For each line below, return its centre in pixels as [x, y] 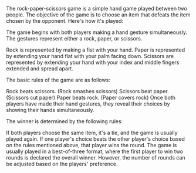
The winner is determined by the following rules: [65, 121]
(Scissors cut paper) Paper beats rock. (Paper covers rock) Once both [91, 97]
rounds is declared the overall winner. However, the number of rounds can [96, 157]
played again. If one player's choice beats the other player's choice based [95, 139]
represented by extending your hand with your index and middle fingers [93, 62]
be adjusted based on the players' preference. [62, 164]
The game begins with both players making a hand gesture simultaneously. [97, 32]
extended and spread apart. [40, 69]
